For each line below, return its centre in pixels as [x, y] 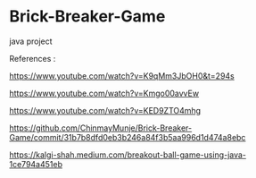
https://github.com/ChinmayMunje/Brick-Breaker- [101, 128]
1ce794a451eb [36, 164]
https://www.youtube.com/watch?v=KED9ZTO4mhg [105, 110]
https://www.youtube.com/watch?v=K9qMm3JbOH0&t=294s [122, 76]
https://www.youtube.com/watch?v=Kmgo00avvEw [104, 93]
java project [31, 41]
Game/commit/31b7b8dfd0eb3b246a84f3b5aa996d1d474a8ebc [128, 137]
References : [33, 58]
